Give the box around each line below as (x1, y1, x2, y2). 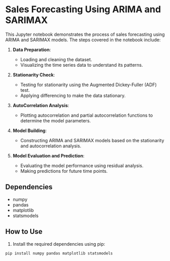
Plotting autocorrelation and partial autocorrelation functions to (20, 112, 153, 118)
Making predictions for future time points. (20, 168, 108, 174)
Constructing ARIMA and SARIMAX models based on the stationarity (20, 137, 164, 143)
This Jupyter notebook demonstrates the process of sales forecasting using (5, 31, 165, 37)
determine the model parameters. (20, 117, 91, 123)
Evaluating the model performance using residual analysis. (20, 162, 144, 169)
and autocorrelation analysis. (20, 143, 82, 149)
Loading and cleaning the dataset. (20, 56, 92, 62)
